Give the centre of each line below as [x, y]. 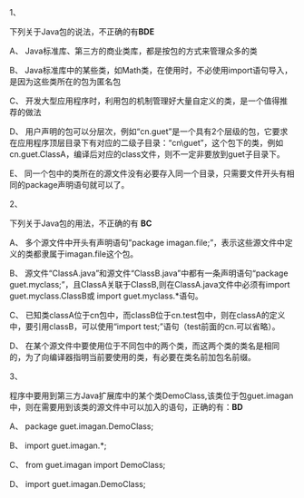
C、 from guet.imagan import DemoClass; [88, 465]
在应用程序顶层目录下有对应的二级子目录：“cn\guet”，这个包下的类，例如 [147, 143]
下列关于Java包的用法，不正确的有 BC [81, 223]
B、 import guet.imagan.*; [58, 445]
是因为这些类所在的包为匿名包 [65, 82]
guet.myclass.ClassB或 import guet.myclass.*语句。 [107, 296]
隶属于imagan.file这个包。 [89, 254]
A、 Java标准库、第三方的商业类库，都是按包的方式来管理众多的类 [133, 51]
